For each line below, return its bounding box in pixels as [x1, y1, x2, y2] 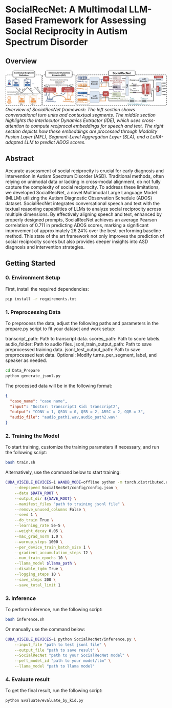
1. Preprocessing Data [5, 309, 61, 316]
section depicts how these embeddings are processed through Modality [5, 128, 158, 134]
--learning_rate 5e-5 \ [14, 523, 66, 529]
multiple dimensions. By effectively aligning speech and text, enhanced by [5, 211, 162, 217]
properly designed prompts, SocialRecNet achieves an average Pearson [5, 217, 157, 223]
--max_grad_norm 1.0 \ [14, 534, 63, 539]
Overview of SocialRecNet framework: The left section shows [5, 107, 136, 113]
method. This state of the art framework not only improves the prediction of [5, 233, 165, 239]
